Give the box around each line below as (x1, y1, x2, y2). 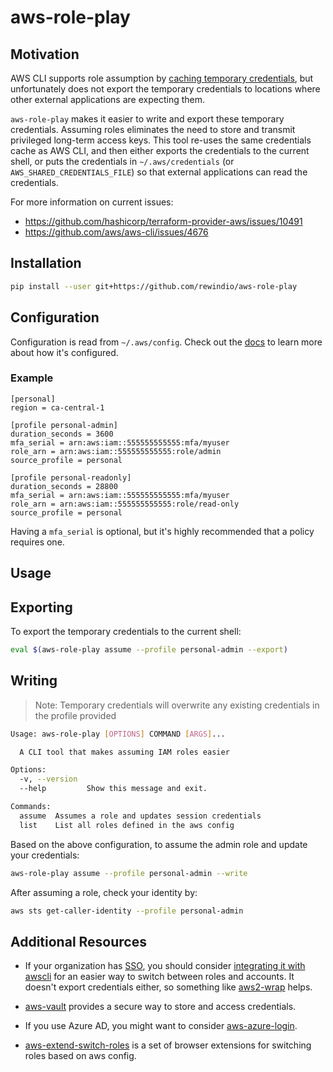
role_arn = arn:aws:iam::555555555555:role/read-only (10, 499, 240, 509)
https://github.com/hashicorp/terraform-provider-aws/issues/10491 (24, 216, 303, 227)
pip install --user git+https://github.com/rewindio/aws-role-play (10, 281, 298, 291)
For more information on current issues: (10, 196, 174, 208)
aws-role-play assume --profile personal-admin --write (10, 868, 248, 878)
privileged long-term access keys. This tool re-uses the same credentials (10, 134, 312, 146)
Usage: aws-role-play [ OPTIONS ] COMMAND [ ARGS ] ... (10, 729, 226, 739)
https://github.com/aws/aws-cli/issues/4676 (24, 226, 209, 238)
